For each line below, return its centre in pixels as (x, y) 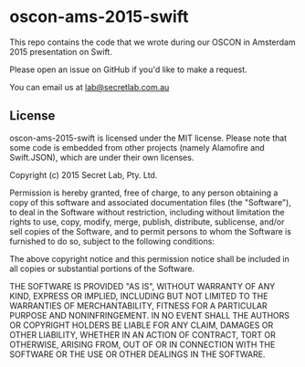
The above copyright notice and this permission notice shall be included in (149, 258)
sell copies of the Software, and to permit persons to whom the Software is (151, 231)
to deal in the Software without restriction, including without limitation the (147, 212)
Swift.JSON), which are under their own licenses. (102, 157)
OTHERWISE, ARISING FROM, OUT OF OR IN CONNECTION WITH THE (142, 344)
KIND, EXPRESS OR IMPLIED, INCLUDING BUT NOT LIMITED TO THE (139, 296)
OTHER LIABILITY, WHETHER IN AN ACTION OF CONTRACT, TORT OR (142, 334)
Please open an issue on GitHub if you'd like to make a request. (129, 69)
